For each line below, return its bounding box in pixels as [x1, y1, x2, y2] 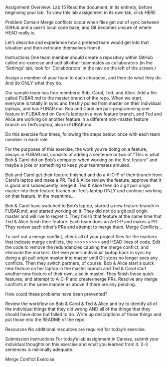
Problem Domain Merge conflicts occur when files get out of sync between [5, 19, 160, 25]
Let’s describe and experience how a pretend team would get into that [5, 39, 149, 45]
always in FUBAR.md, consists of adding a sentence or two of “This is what [5, 152, 160, 157]
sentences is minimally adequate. [5, 347, 74, 353]
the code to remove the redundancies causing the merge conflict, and [5, 244, 149, 250]
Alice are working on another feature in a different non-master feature [5, 116, 149, 122]
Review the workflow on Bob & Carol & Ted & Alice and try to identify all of [5, 301, 158, 307]
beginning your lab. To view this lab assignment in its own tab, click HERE [5, 9, 156, 15]
